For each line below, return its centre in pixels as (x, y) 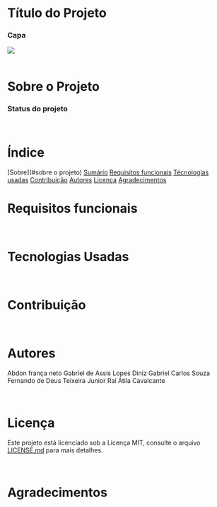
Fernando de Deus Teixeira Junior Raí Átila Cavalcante (86, 380)
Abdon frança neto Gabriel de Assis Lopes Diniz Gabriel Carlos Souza (109, 373)
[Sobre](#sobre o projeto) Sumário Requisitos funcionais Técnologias (108, 172)
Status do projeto (38, 108)
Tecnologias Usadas (68, 257)
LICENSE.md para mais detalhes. (55, 450)
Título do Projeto (57, 13)
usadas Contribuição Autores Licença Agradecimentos (87, 179)
